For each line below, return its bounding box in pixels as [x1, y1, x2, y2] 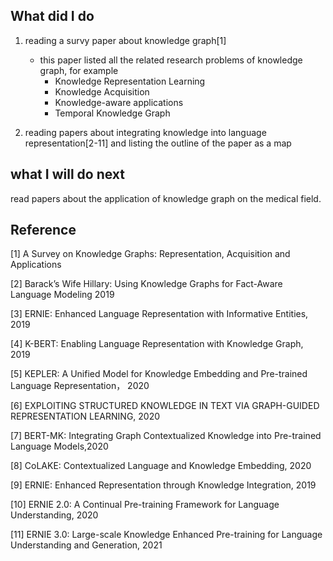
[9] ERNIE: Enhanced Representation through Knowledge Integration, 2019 [10, 479, 317, 491]
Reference [10, 222, 77, 239]
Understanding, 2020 [10, 509, 99, 521]
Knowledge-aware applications [54, 96, 184, 108]
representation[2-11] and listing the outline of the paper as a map [24, 137, 292, 149]
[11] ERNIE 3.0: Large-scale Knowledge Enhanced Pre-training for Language [10, 529, 323, 541]
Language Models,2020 [10, 440, 109, 453]
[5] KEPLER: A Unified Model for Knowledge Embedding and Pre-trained [10, 368, 308, 380]
